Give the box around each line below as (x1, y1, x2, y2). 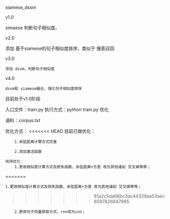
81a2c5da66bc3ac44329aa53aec (94, 193, 165, 199)
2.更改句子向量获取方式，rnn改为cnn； (14, 209, 86, 214)
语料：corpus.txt (5, 117, 41, 123)
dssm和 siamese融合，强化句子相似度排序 (5, 86, 82, 91)
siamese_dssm (5, 5, 37, 10)
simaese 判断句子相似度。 (5, 25, 60, 31)
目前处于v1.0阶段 (5, 96, 41, 101)
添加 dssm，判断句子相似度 (5, 66, 55, 71)
